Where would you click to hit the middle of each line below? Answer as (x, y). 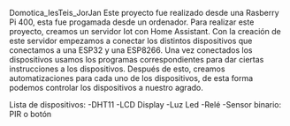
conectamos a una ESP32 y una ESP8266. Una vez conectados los (131, 50)
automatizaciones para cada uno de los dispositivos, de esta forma (131, 78)
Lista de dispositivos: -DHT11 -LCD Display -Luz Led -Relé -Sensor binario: (145, 104)
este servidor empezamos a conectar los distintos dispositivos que (131, 41)
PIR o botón (31, 114)
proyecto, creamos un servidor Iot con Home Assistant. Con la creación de (145, 31)
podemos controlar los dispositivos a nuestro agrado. (106, 88)
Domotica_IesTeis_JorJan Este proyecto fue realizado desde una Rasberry (145, 13)
